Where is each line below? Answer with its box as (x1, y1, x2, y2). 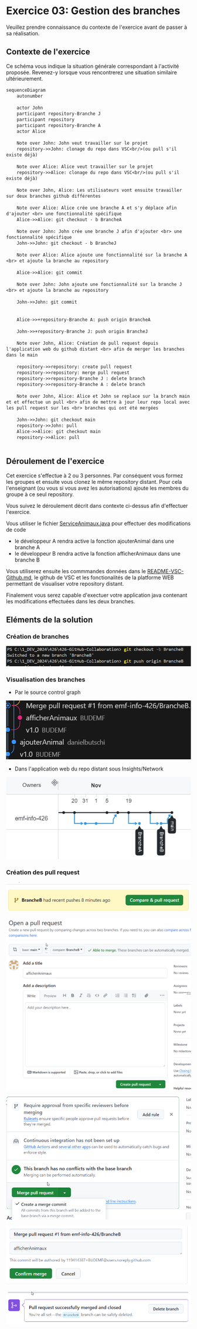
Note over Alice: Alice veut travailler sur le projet (16, 164, 154, 170)
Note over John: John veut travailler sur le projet (16, 140, 148, 146)
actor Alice (16, 128, 46, 134)
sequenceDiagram (6, 87, 46, 93)
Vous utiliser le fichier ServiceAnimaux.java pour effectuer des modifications (6, 520, 191, 527)
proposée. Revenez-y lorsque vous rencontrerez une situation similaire (6, 69, 177, 76)
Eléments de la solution (6, 614, 93, 624)
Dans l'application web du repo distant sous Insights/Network (14, 765, 164, 772)
